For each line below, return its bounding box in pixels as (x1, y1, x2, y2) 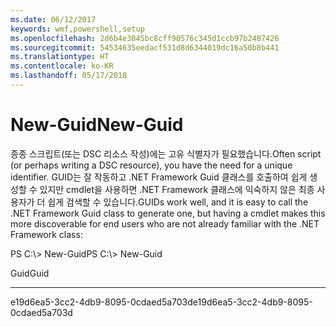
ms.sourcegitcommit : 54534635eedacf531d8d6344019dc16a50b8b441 (10, 42, 280, 53)
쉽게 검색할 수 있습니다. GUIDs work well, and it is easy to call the (47, 196, 309, 208)
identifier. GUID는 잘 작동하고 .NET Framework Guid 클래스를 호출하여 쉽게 (10, 171, 308, 183)
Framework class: (10, 228, 83, 240)
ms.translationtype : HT (10, 52, 110, 62)
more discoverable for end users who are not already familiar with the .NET (10, 217, 320, 230)
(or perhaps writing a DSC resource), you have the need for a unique (10, 159, 293, 171)
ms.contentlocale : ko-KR (10, 61, 114, 71)
